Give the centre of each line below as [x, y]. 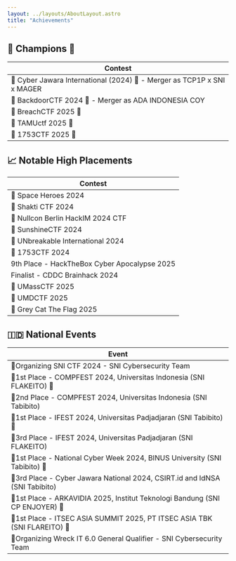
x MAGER [26, 89]
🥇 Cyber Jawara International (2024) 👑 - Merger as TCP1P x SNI [118, 80]
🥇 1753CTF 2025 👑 [44, 135]
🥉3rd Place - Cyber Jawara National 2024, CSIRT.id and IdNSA [116, 478]
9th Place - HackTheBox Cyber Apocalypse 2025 [93, 264]
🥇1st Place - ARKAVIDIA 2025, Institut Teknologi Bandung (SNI [115, 498]
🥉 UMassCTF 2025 [43, 287]
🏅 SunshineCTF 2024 [46, 230]
